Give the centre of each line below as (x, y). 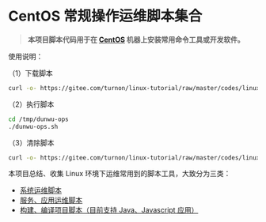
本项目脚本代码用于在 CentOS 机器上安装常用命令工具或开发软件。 (136, 40)
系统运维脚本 (40, 190)
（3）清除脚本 (31, 142)
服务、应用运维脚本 (51, 200)
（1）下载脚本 (30, 73)
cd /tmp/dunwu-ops (38, 119)
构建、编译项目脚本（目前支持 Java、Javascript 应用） (109, 210)
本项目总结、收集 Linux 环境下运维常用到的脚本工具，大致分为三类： (120, 174)
